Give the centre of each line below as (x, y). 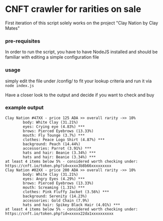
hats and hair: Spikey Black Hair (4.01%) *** (72, 205)
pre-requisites (23, 41)
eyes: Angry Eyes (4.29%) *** (54, 179)
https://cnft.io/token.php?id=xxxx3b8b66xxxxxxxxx (58, 166)
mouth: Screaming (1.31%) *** (54, 187)
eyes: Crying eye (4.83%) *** (54, 127)
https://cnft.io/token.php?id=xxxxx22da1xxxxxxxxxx (59, 214)
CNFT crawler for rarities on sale (73, 9)
